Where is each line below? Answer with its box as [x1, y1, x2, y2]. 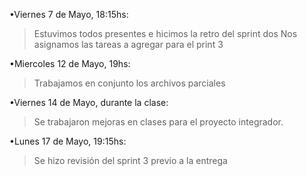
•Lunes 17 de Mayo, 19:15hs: [9, 135, 127, 147]
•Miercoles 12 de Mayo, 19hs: [9, 58, 131, 69]
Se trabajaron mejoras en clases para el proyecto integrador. [33, 116, 284, 128]
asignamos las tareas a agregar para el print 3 [33, 39, 224, 50]
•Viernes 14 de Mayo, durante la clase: [9, 97, 169, 108]
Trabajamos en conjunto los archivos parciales [33, 77, 226, 89]
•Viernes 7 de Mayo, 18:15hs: [9, 9, 129, 20]
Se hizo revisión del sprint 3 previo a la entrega [33, 155, 228, 166]
